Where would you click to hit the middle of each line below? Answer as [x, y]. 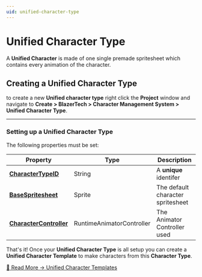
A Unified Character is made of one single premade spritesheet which [93, 58]
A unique [169, 170]
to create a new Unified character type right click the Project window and [98, 98]
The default [173, 187]
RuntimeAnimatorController [112, 223]
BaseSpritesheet [34, 195]
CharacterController [38, 223]
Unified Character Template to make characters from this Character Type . [99, 255]
